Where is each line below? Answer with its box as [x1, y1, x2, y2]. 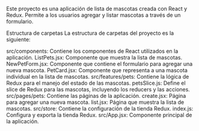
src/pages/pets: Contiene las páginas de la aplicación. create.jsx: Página [6, 93, 186, 99]
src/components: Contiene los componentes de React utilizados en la [6, 47, 179, 55]
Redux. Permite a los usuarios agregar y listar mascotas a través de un [6, 11, 181, 19]
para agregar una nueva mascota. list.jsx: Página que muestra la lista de [6, 99, 185, 106]
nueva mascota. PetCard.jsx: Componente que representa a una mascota [6, 67, 188, 74]
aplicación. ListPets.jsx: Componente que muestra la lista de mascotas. [6, 54, 182, 61]
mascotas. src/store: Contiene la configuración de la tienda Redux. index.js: [6, 105, 194, 112]
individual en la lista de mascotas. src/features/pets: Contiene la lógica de [6, 73, 189, 80]
